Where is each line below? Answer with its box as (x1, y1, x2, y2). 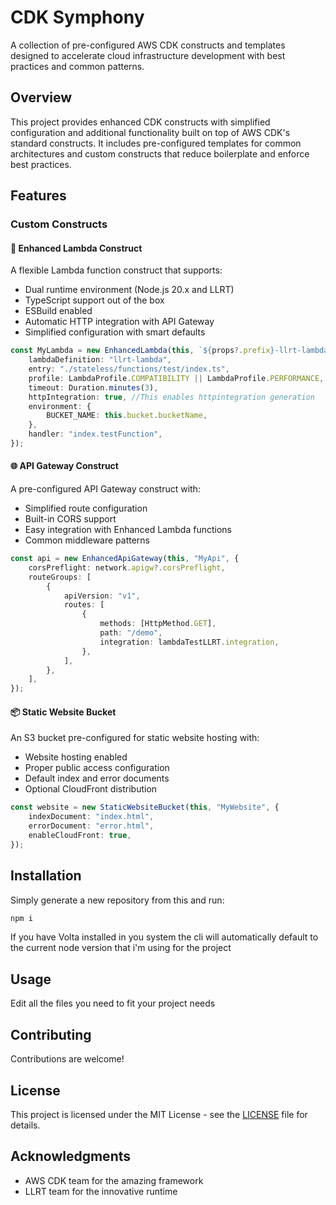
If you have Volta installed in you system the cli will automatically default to (10, 931, 319, 943)
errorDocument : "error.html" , (28, 821, 155, 831)
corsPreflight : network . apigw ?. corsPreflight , (28, 562, 226, 573)
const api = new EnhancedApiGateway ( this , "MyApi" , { (10, 554, 240, 564)
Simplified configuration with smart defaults (24, 326, 206, 338)
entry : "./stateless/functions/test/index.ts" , (28, 364, 230, 375)
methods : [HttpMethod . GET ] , (99, 619, 217, 629)
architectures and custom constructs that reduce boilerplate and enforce (10, 147, 310, 160)
